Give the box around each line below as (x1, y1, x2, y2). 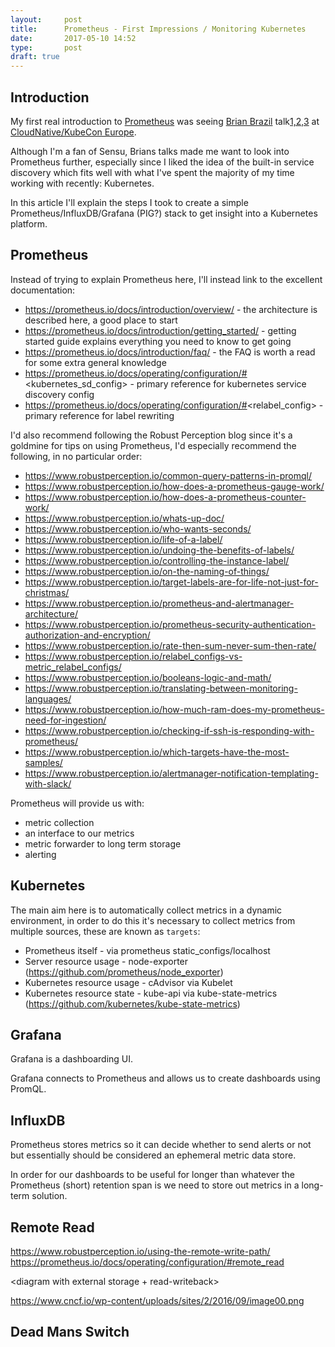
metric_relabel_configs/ (24, 661, 122, 673)
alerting (24, 848, 57, 860)
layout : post (10, 14, 83, 25)
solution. (31, 1190, 68, 1202)
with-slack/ (24, 777, 72, 790)
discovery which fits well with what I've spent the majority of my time (10, 166, 295, 178)
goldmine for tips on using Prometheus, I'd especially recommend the (10, 439, 297, 451)
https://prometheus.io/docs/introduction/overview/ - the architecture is (24, 303, 318, 315)
